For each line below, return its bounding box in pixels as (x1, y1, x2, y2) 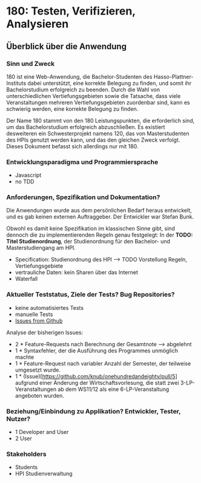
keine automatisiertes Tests (15, 304, 84, 311)
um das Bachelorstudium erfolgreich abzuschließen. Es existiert (6, 123, 165, 131)
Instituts (6, 79, 27, 87)
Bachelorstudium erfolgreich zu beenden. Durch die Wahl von (6, 86, 160, 93)
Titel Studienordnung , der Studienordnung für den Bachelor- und (6, 238, 171, 245)
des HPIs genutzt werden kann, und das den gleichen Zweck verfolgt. (6, 136, 180, 143)
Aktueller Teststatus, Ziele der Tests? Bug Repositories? (6, 291, 175, 299)
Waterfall (15, 275, 38, 283)
